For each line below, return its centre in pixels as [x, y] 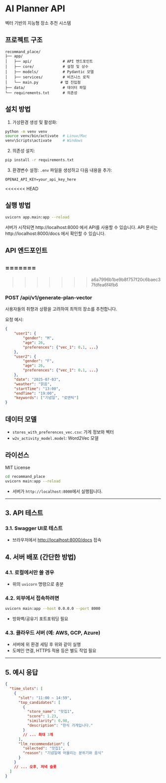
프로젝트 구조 [24, 40]
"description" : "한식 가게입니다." [60, 726]
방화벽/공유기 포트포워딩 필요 [40, 619]
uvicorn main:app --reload [33, 481]
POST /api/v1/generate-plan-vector [49, 297]
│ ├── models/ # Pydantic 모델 [49, 72]
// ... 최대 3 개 [38, 735]
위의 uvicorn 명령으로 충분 [38, 584]
